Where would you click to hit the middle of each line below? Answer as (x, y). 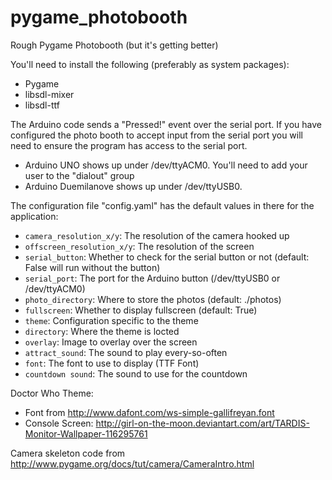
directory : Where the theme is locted (102, 331)
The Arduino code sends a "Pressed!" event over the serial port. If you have (166, 124)
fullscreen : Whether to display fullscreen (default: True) (141, 310)
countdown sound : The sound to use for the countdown (136, 373)
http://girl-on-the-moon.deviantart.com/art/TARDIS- (202, 423)
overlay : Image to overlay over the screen (111, 342)
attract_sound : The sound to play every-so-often (126, 352)
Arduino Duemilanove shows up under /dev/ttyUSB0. (133, 186)
